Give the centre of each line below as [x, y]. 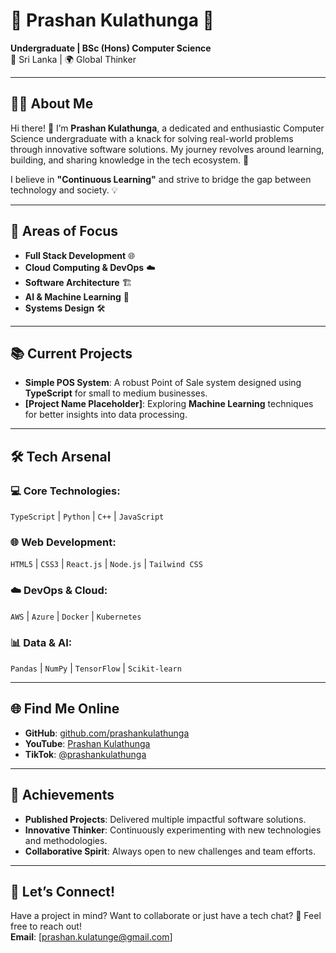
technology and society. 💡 [64, 190]
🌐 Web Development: [63, 542]
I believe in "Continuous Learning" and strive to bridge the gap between [161, 179]
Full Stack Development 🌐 [80, 255]
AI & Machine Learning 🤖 [77, 296]
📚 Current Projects [71, 353]
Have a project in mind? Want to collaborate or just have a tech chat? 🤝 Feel [166, 916]
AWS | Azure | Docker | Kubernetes [76, 616]
